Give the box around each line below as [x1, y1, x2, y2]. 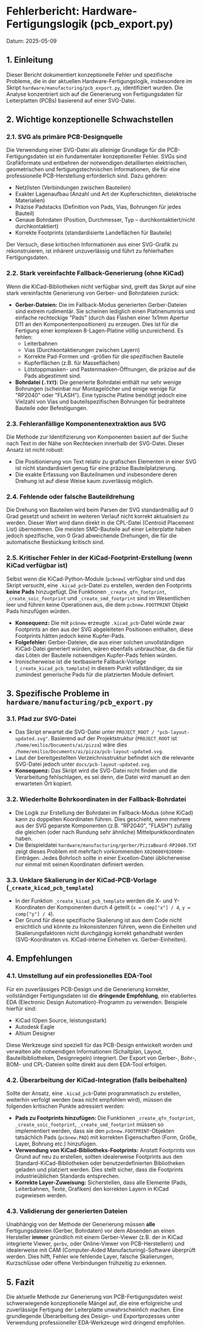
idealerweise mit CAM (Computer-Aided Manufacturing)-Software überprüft [6, 1246, 196, 1254]
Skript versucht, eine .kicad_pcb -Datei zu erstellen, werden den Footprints [6, 581, 192, 589]
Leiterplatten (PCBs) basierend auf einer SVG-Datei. [6, 97, 136, 104]
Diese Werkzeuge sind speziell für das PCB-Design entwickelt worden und [6, 1041, 193, 1048]
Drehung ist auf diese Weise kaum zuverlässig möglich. [15, 477, 154, 485]
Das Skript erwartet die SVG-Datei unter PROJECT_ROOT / [15, 728, 155, 736]
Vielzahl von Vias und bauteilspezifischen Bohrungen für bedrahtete [15, 398, 186, 405]
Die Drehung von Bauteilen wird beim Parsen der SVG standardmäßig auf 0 [6, 506, 194, 514]
